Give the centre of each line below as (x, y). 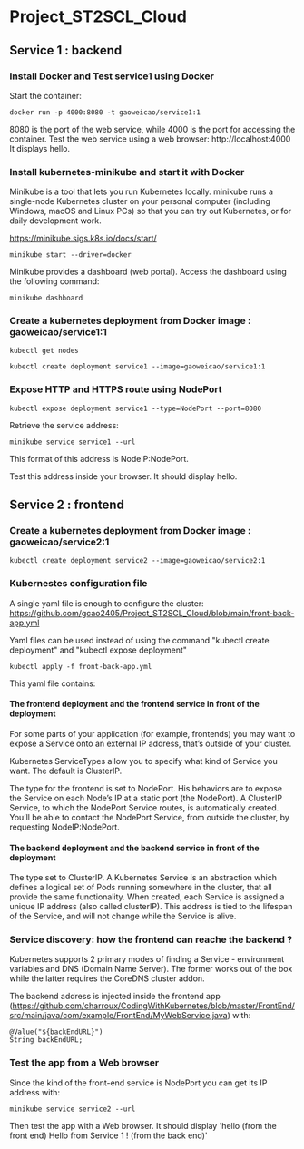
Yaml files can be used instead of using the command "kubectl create (139, 640)
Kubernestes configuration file (78, 584)
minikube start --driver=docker (70, 255)
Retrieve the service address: (64, 425)
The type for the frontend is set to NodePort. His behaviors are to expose (146, 788)
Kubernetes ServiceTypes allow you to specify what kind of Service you (144, 761)
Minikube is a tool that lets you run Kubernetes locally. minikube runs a (142, 191)
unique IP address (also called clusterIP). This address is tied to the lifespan (151, 907)
